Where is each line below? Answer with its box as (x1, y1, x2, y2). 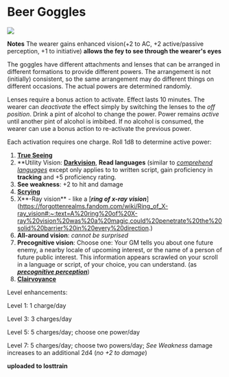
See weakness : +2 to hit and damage (16, 180, 123, 188)
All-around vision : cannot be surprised (16, 231, 129, 239)
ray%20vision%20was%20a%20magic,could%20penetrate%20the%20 (16, 217, 223, 225)
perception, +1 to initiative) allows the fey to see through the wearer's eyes (7, 47, 221, 55)
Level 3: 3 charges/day (7, 315, 72, 323)
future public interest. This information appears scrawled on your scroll (16, 253, 218, 261)
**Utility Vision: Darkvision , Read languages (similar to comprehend (16, 158, 213, 167)
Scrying (16, 187, 40, 195)
